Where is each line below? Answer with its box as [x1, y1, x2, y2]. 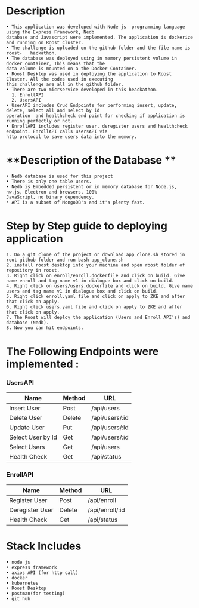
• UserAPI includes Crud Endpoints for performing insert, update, [6, 102, 178, 108]
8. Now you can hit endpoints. [6, 324, 84, 331]
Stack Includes [6, 539, 82, 553]
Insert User [9, 404, 41, 413]
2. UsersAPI [11, 97, 42, 103]
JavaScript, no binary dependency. [6, 194, 95, 200]
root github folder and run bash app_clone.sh [6, 257, 124, 263]
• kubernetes [6, 580, 39, 586]
